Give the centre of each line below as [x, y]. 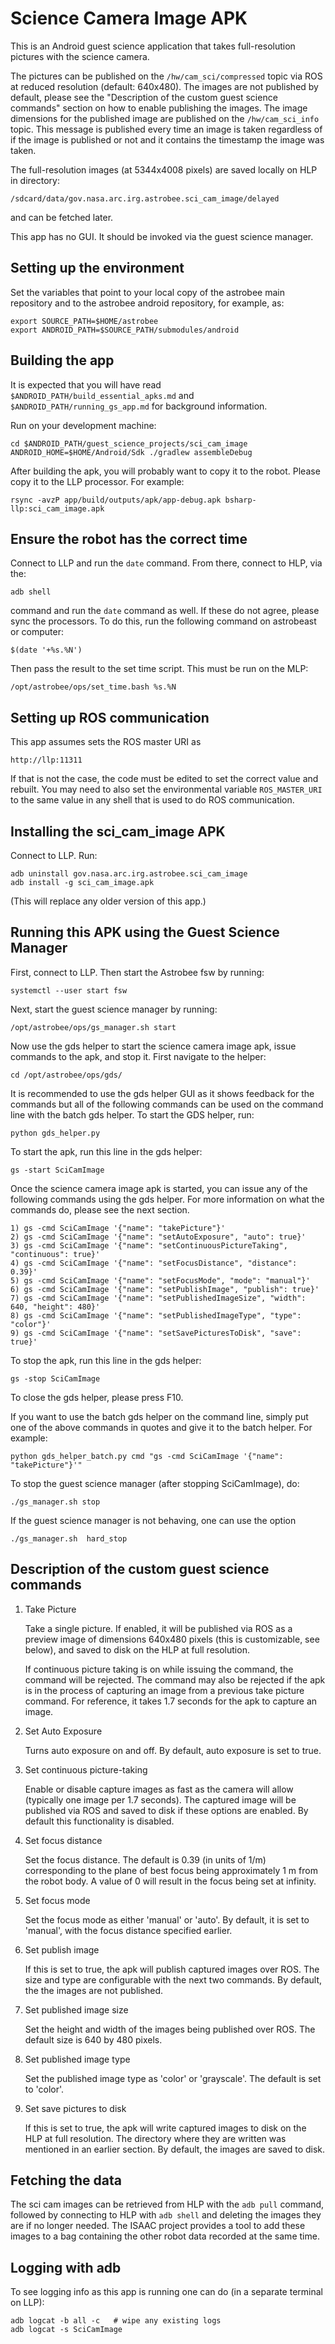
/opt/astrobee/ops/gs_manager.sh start [93, 1027]
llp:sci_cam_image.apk [57, 508]
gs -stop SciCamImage [55, 1378]
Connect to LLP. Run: [54, 855]
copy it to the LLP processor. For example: [97, 481]
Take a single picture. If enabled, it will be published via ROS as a [158, 1628]
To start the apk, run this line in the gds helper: [106, 1151]
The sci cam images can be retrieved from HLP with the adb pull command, [167, 2204]
